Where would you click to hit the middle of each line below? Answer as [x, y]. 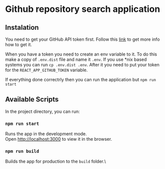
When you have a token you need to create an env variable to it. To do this [81, 54]
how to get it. [19, 45]
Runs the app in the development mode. [46, 134]
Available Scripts [32, 99]
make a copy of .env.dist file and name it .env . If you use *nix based [76, 59]
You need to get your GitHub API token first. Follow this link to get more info [82, 39]
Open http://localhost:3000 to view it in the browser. [59, 139]
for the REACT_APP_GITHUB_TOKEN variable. [46, 70]
